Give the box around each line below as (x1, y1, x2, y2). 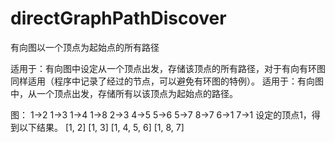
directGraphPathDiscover (10, 7, 227, 30)
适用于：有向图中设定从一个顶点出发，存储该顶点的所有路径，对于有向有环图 (10, 62, 326, 74)
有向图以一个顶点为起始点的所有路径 (10, 41, 160, 53)
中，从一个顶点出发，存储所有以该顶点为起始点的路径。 (10, 87, 238, 99)
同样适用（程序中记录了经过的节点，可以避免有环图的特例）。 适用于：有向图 (10, 75, 324, 87)
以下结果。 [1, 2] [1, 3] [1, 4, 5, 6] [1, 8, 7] (18, 121, 185, 133)
